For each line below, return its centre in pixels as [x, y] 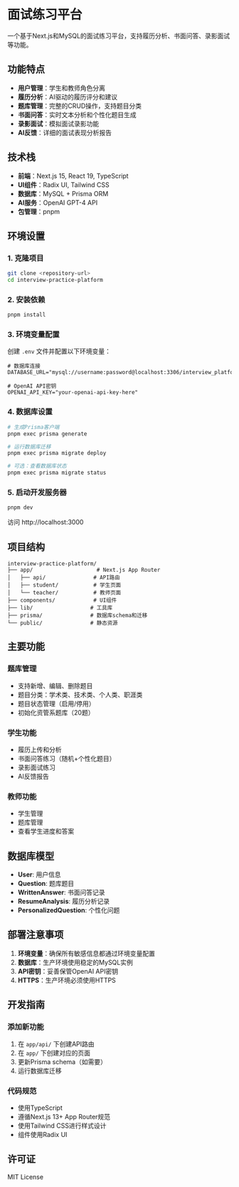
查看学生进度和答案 [46, 832]
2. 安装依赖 [26, 299]
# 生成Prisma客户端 [33, 427]
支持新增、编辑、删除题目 [55, 685]
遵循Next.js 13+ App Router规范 [64, 1116]
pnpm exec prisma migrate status [57, 473]
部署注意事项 [36, 935]
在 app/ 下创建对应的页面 [54, 1053]
